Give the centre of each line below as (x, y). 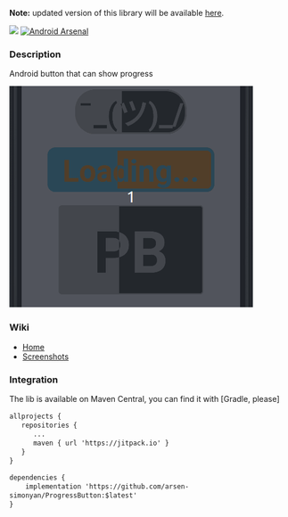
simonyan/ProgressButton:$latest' (74, 495)
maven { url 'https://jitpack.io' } (101, 443)
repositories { (49, 425)
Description (35, 54)
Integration (34, 380)
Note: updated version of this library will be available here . (117, 13)
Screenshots (45, 357)
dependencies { (37, 477)
